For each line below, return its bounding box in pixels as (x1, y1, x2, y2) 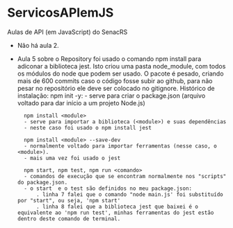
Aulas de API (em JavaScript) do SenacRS (7, 28, 128, 36)
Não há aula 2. (17, 41, 59, 49)
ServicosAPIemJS (7, 5, 114, 21)
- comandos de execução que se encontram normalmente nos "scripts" (24, 173, 227, 179)
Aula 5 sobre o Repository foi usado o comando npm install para (17, 54, 202, 63)
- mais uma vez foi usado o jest (24, 155, 121, 161)
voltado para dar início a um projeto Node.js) (17, 98, 146, 107)
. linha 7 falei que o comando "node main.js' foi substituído (35, 191, 224, 198)
